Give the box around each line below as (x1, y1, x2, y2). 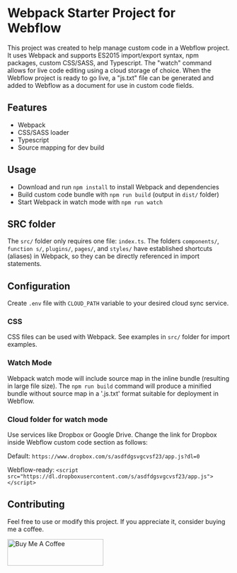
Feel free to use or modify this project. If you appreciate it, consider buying (7, 517, 226, 525)
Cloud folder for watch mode (7, 414, 108, 424)
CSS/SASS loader (17, 128, 69, 136)
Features (7, 101, 47, 114)
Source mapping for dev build (17, 143, 105, 152)
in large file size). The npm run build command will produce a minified (7, 382, 212, 390)
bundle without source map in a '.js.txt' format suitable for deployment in (7, 389, 219, 398)
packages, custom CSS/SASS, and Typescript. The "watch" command (7, 58, 212, 67)
